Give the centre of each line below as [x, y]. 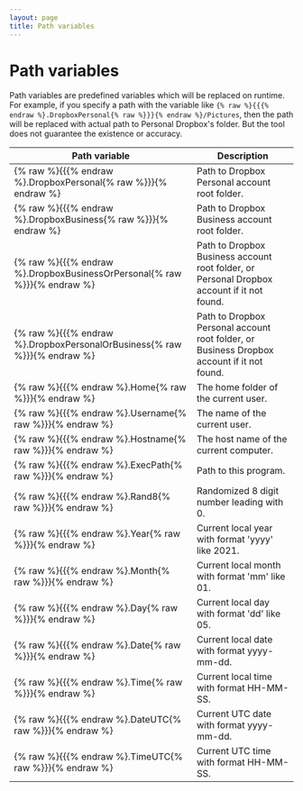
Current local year [235, 528]
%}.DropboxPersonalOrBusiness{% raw [98, 345]
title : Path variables [52, 26]
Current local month [239, 566]
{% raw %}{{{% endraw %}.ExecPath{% [98, 465]
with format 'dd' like [239, 614]
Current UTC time [234, 751]
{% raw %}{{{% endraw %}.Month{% [92, 571]
